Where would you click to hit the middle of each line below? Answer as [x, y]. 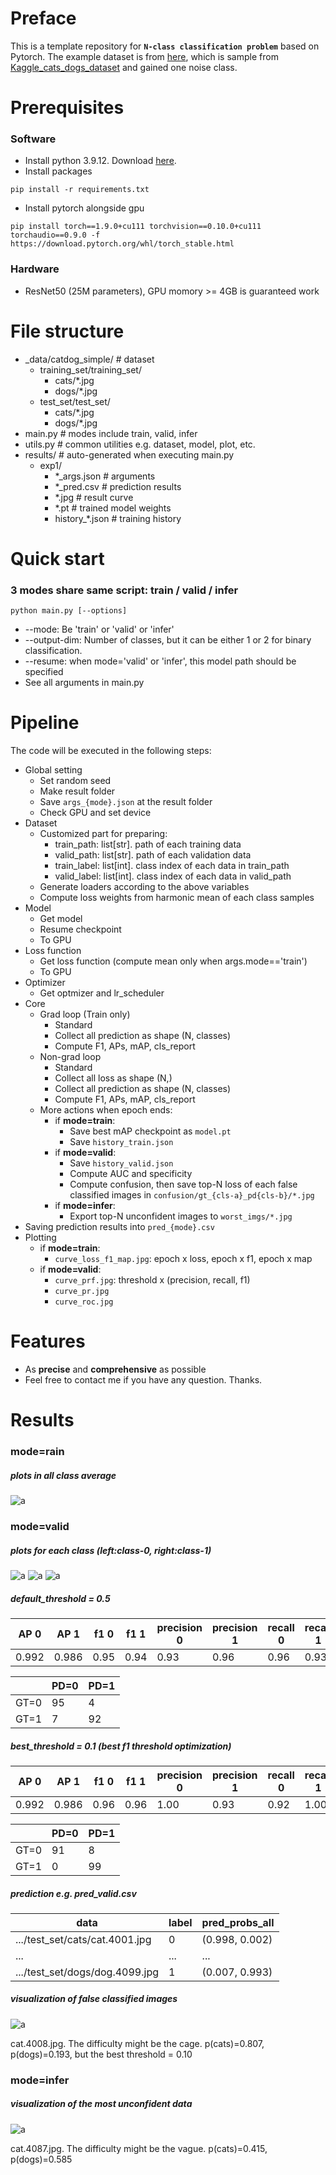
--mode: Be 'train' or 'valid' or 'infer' [99, 629]
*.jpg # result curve [94, 497]
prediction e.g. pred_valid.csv [73, 1893]
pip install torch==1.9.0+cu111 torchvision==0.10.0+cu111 [136, 227]
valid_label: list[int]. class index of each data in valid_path [173, 876]
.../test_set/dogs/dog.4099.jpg [87, 1972]
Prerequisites [67, 108]
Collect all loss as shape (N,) [113, 1078]
